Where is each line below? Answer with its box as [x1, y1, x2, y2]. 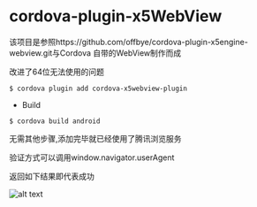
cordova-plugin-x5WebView [9, 6, 223, 27]
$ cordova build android [9, 117, 101, 126]
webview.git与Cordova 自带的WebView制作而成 [9, 47, 182, 58]
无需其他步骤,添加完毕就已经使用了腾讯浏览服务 [9, 133, 183, 143]
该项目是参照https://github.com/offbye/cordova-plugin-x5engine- [9, 36, 249, 47]
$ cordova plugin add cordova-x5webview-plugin [9, 84, 188, 93]
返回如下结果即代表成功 [9, 171, 94, 181]
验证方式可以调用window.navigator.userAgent [9, 152, 175, 163]
